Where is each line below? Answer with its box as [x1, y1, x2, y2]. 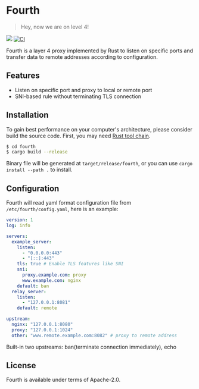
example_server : [11, 239, 52, 244]
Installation [6, 110, 49, 120]
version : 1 [6, 217, 33, 223]
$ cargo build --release [6, 149, 68, 155]
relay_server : [11, 288, 46, 294]
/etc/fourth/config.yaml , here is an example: [6, 206, 119, 213]
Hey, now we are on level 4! [20, 23, 89, 30]
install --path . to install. [6, 166, 73, 173]
